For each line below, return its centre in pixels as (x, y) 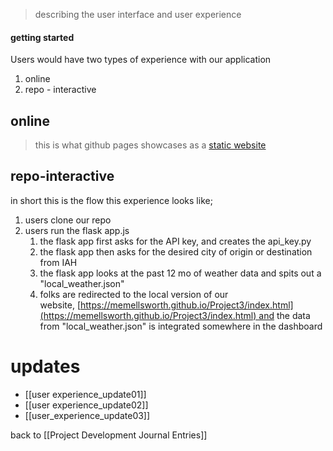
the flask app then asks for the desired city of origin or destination (176, 251)
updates (45, 366)
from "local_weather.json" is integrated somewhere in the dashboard (181, 326)
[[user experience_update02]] (86, 405)
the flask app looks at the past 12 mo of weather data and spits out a (180, 273)
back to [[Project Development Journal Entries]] (109, 435)
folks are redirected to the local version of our (134, 294)
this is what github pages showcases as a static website (150, 145)
